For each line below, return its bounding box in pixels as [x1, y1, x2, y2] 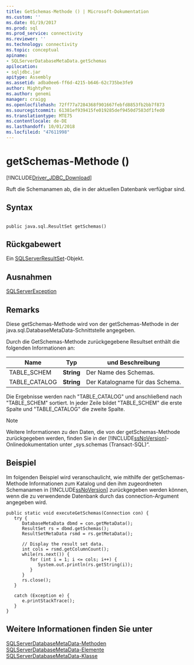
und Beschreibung [107, 358, 160, 367]
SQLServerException [6, 288, 57, 295]
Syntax [6, 203, 33, 213]
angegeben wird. [6, 499, 48, 506]
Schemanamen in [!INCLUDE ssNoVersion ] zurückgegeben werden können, [6, 486, 189, 493]
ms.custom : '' [6, 14, 41, 20]
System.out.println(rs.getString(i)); [37, 561, 133, 568]
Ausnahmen [6, 272, 52, 282]
